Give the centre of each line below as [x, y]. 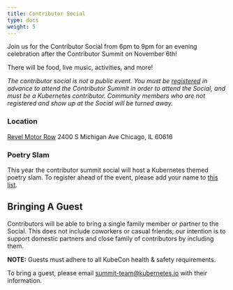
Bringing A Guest [45, 207]
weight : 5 [22, 27]
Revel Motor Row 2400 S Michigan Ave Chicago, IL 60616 [90, 136]
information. [25, 280]
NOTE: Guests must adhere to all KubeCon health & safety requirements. [112, 259]
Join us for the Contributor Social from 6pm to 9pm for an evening [102, 47]
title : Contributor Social [46, 14]
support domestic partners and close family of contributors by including [111, 238]
